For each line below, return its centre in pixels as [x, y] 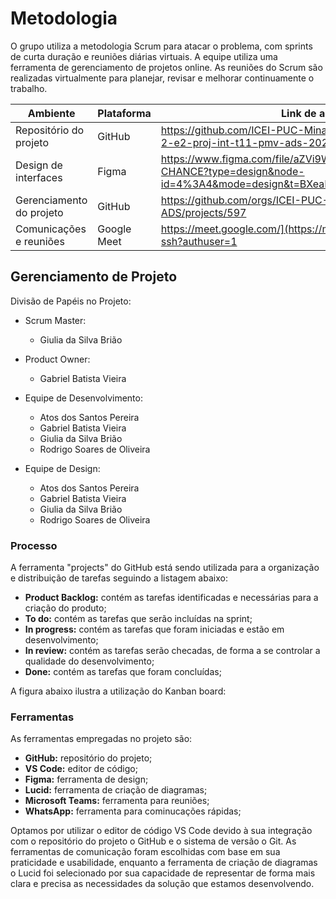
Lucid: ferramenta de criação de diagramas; [116, 790]
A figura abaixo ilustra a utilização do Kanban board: [118, 691]
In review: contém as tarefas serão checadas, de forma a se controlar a [172, 651]
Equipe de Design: [62, 468]
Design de [39, 165]
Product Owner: [57, 359]
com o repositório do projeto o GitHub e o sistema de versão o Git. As [153, 841]
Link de [299, 113]
